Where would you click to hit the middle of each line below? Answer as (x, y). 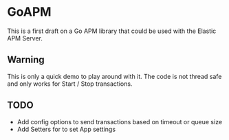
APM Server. (25, 38)
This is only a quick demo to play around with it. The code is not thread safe (115, 76)
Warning (26, 60)
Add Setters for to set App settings (66, 129)
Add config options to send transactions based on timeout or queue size (119, 121)
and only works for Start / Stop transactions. (70, 84)
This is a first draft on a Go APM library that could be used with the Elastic (112, 31)
